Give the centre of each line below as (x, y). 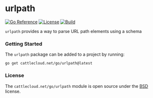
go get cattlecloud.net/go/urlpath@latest (49, 64)
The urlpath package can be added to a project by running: (65, 54)
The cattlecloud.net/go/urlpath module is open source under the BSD (77, 86)
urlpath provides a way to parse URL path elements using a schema (74, 31)
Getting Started (24, 44)
